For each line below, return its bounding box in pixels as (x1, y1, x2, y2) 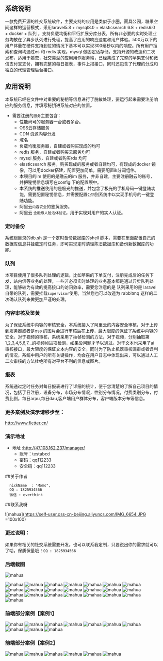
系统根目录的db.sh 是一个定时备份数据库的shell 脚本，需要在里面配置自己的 (5, 235, 156, 241)
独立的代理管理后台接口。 (5, 67, 56, 73)
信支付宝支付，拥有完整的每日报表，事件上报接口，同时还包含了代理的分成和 (5, 61, 158, 66)
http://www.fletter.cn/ (5, 420, 49, 426)
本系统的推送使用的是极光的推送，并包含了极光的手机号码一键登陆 (19, 185, 151, 191)
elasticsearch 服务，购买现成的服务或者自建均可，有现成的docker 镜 (19, 161, 156, 167)
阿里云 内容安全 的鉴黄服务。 (19, 203, 73, 210)
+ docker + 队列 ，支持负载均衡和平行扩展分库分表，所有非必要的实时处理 (5, 31, 153, 36)
